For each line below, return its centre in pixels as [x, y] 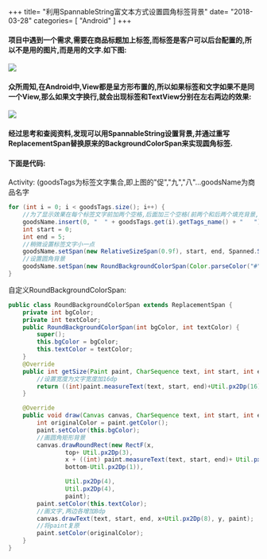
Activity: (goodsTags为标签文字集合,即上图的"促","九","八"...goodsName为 [128, 182]
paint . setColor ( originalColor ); [91, 534]
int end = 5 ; [44, 237]
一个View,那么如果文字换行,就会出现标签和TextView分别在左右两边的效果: [130, 96]
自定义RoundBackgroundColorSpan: [68, 289]
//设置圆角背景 [44, 259]
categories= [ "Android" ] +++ [83, 21]
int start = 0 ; [48, 229]
